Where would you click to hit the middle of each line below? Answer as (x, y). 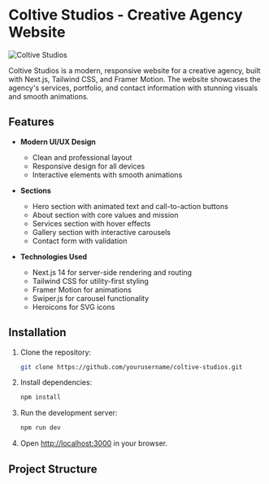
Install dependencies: (56, 382)
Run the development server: (69, 413)
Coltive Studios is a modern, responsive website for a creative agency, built (134, 70)
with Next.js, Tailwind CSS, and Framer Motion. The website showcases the (135, 79)
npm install (40, 397)
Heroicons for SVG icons (74, 307)
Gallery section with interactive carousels (102, 232)
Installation (37, 332)
